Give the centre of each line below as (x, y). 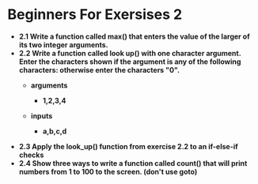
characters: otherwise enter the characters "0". (99, 69)
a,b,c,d (55, 131)
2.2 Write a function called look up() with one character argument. (130, 53)
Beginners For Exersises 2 (95, 15)
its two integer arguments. (63, 44)
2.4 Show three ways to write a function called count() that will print (133, 163)
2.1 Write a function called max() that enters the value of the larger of (134, 36)
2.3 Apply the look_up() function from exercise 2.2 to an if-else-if (128, 146)
